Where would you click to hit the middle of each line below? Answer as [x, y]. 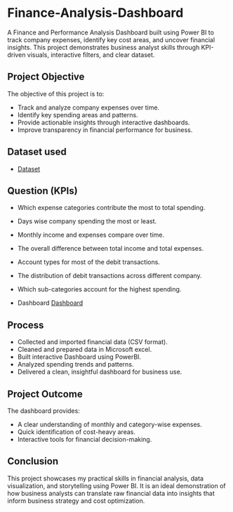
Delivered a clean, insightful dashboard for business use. [100, 372]
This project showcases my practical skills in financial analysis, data [105, 478]
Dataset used [37, 152]
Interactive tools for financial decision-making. [85, 439]
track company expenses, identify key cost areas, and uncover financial [111, 39]
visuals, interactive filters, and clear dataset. [91, 55]
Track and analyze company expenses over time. [88, 107]
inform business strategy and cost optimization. [76, 501]
